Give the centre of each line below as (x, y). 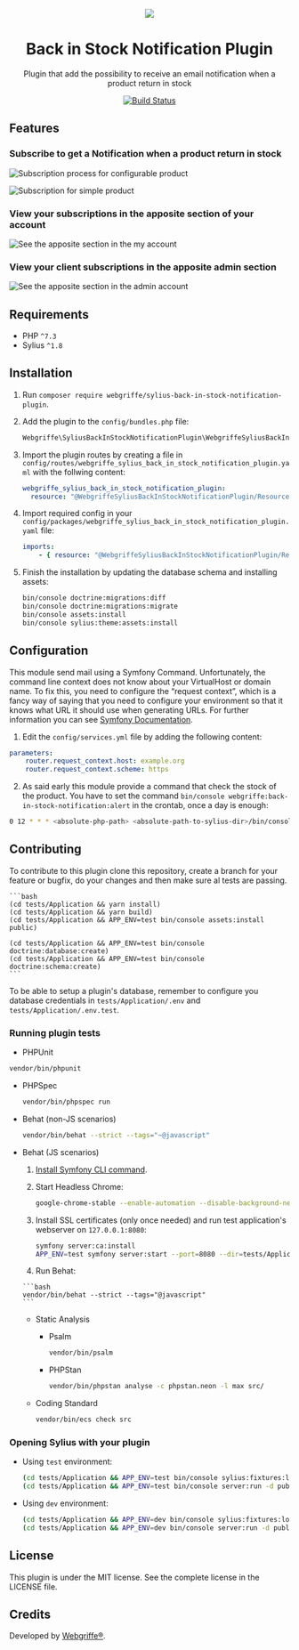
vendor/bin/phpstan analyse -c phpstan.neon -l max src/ (157, 1387)
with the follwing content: (79, 472)
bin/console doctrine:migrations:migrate (100, 607)
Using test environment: (67, 1462)
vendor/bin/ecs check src (83, 1419)
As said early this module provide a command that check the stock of (149, 787)
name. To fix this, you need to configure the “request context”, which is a (143, 691)
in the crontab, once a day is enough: (200, 805)
